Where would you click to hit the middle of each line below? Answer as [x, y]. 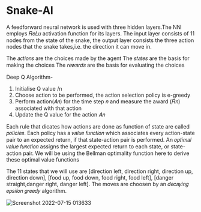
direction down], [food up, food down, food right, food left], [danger [90, 177]
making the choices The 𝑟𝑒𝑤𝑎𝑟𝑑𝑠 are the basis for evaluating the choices [95, 65]
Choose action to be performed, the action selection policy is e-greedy [103, 95]
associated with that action [48, 108]
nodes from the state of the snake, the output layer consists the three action [100, 40]
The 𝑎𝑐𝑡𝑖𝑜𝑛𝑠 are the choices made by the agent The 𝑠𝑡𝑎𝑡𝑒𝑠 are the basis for [98, 58]
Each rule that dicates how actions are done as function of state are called [98, 126]
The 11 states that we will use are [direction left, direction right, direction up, [100, 171]
